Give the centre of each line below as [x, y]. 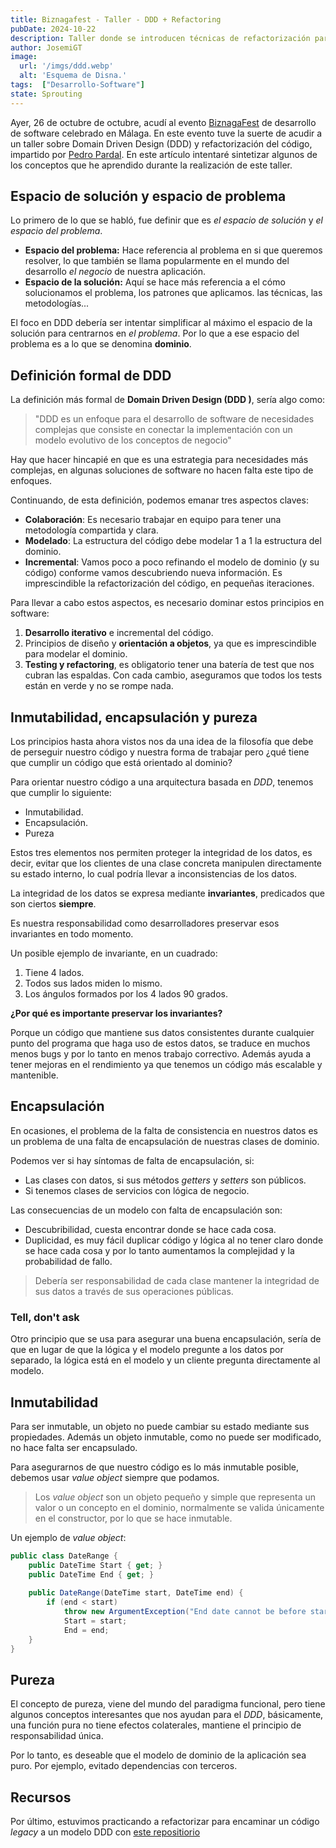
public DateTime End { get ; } [91, 1574]
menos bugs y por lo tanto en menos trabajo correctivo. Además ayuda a [161, 1054]
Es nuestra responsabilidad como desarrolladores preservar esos [145, 923]
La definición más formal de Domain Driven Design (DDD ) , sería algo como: [168, 400]
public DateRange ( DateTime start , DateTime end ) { [136, 1593]
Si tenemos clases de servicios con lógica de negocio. [137, 1190]
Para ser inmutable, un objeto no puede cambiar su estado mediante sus [160, 1426]
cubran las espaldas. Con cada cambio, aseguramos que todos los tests [173, 675]
